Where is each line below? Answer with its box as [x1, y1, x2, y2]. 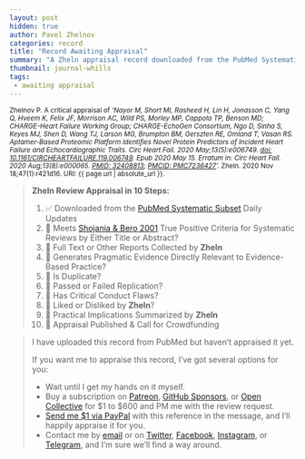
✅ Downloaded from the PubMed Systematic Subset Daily [44, 202, 262, 213]
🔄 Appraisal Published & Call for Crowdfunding [44, 318, 220, 329]
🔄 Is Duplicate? [44, 270, 102, 281]
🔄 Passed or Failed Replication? [44, 280, 163, 291]
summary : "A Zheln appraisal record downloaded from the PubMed [9, 55, 258, 64]
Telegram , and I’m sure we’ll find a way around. [44, 439, 222, 450]
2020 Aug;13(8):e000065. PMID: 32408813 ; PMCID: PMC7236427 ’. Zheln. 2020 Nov [9, 161, 274, 171]
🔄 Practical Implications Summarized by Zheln [44, 309, 219, 320]
